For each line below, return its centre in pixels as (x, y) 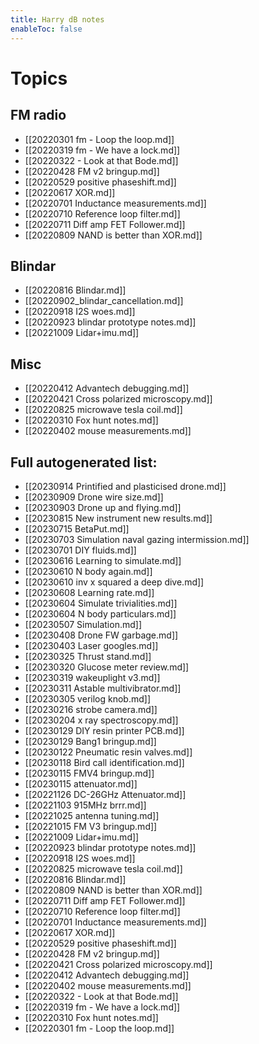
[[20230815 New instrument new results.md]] (118, 518)
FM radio (38, 115)
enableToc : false (46, 29)
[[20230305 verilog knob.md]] (87, 698)
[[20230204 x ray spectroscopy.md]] (101, 720)
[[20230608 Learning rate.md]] (89, 592)
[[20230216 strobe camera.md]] (91, 709)
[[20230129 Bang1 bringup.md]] (90, 741)
